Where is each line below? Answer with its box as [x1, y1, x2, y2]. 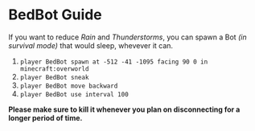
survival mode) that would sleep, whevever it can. [8, 40, 174, 50]
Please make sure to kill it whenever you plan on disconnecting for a [8, 104, 241, 114]
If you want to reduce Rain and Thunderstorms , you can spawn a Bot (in [8, 32, 247, 42]
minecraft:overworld [19, 64, 89, 73]
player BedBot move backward [19, 82, 118, 90]
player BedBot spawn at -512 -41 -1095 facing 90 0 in [19, 58, 208, 66]
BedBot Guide [8, 6, 102, 24]
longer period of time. [8, 113, 83, 122]
